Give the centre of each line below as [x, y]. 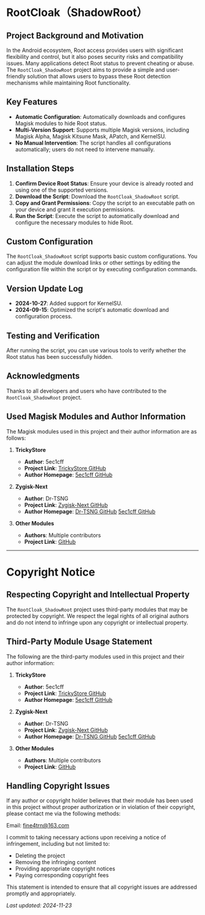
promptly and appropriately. [41, 894]
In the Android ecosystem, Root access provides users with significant [95, 50]
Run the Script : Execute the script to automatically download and [97, 216]
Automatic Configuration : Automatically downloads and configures [100, 116]
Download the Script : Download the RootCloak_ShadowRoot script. [97, 196]
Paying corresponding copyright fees [62, 875]
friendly [16, 76]
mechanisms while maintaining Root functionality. [69, 83]
